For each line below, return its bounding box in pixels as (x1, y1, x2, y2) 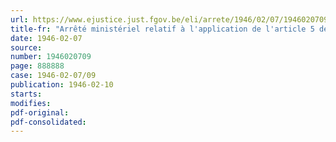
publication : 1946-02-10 (10, 80, 114, 90)
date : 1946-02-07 (10, 33, 83, 43)
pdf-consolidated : (10, 117, 87, 127)
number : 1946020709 (10, 52, 92, 62)
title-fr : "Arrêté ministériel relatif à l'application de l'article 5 (10, 24, 315, 34)
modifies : (10, 98, 52, 108)
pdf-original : (10, 107, 70, 118)
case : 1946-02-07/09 (10, 71, 97, 81)
